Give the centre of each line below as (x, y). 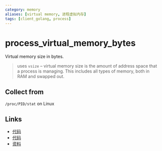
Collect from (24, 92)
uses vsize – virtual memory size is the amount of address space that (87, 66)
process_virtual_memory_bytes (70, 43)
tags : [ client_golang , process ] (38, 19)
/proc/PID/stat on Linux (30, 104)
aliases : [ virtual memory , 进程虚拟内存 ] (46, 14)
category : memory (23, 10)
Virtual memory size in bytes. (35, 56)
